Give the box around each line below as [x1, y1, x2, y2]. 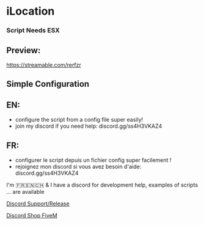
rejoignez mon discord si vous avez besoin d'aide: [15, 163, 142, 170]
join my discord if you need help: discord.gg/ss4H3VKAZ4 [15, 122, 162, 130]
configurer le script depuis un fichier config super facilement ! [15, 156, 172, 163]
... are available [6, 188, 45, 195]
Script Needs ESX [6, 26, 60, 35]
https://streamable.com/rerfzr [6, 61, 81, 68]
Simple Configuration [6, 79, 90, 89]
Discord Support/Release [6, 200, 70, 207]
